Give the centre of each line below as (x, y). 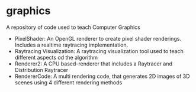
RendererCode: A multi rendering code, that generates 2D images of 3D (102, 76)
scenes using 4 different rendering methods (68, 82)
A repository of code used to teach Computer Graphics (73, 27)
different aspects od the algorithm (56, 57)
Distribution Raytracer (41, 70)
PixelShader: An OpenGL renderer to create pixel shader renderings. (98, 38)
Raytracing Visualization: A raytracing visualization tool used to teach (99, 51)
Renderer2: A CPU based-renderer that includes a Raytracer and (94, 64)
